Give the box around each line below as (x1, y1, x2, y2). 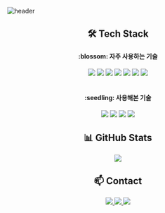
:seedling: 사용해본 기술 (84, 94, 152, 102)
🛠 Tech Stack (87, 28, 149, 40)
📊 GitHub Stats (84, 132, 152, 144)
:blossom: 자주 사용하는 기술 (78, 51, 158, 60)
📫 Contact (93, 175, 143, 187)
